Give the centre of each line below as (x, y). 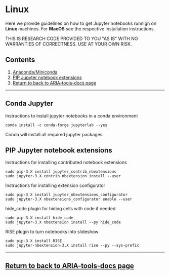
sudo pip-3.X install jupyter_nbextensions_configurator (67, 195)
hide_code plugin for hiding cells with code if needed (60, 209)
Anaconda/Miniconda (35, 72)
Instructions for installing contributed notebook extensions (66, 163)
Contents (20, 60)
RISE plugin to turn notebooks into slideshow (52, 232)
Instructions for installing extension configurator (55, 185)
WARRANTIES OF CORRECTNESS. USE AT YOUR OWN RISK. (69, 44)
